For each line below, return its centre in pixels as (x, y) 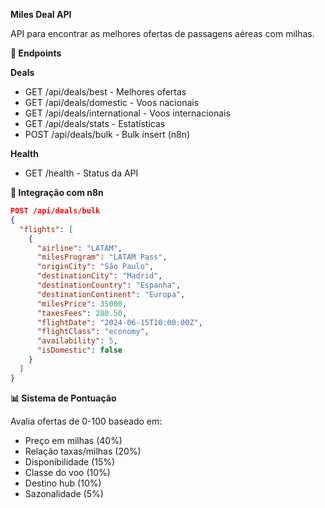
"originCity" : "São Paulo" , (95, 267)
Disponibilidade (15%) (70, 461)
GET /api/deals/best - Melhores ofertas (105, 92)
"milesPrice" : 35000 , (82, 304)
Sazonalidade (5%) (64, 493)
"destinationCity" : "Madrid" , (99, 276)
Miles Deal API (41, 14)
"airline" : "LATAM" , (79, 248)
